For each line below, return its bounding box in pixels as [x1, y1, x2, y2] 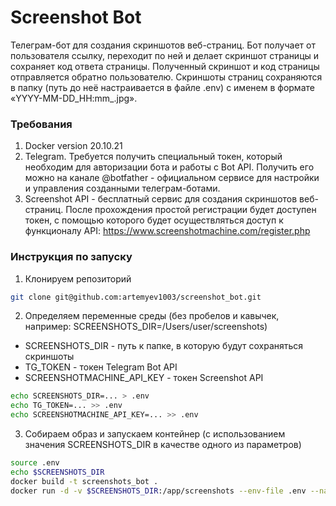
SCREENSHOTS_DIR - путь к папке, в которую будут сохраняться [24, 340, 304, 352]
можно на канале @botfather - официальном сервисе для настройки [24, 172, 320, 184]
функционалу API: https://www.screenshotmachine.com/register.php [24, 225, 311, 237]
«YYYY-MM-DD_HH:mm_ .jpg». [10, 92, 138, 104]
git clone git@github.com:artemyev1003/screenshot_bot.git [10, 292, 262, 302]
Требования [10, 117, 73, 131]
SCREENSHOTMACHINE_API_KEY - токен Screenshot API [24, 372, 264, 384]
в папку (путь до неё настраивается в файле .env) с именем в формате [10, 81, 315, 93]
